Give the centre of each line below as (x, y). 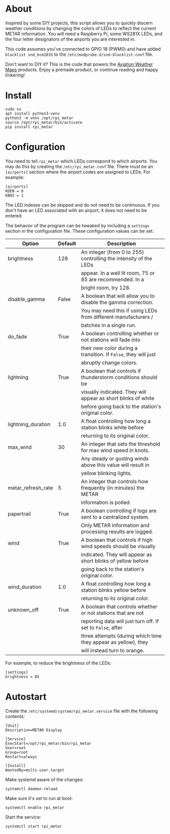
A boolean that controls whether (119, 606)
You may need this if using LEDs (119, 311)
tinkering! (15, 75)
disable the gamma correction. (117, 302)
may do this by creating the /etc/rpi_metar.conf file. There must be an (79, 166)
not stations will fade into (111, 339)
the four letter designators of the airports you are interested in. (70, 39)
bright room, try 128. (106, 288)
